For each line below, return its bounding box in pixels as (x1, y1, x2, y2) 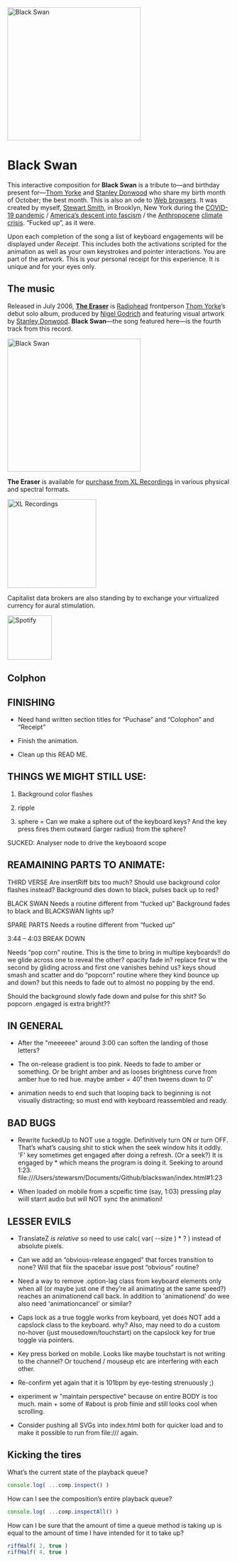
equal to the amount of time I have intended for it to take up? (7, 1529, 184, 1537)
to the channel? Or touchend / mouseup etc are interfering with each (17, 1357, 219, 1365)
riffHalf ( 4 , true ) (7, 1549, 69, 1556)
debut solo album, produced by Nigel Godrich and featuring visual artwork (7, 309, 225, 318)
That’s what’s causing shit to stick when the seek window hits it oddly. (17, 1143, 222, 1152)
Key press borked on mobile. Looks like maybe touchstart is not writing (17, 1350, 226, 1358)
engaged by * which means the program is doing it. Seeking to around (17, 1158, 224, 1167)
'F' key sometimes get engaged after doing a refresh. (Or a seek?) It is (17, 1151, 224, 1160)
